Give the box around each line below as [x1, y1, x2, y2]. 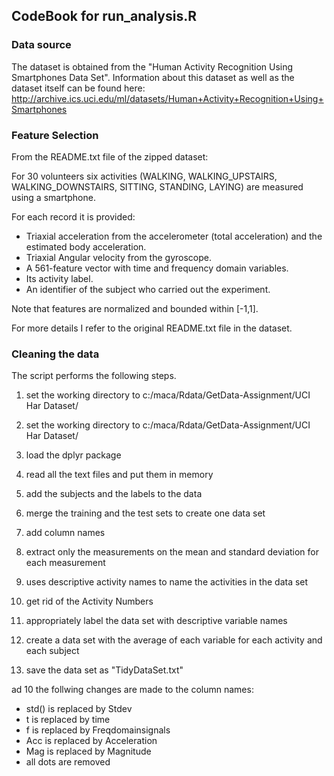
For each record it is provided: [11, 210, 136, 223]
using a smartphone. [11, 191, 96, 203]
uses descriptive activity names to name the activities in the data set [25, 576, 309, 588]
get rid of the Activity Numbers [25, 595, 154, 608]
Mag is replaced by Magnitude [25, 745, 152, 758]
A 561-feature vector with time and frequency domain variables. [25, 262, 289, 274]
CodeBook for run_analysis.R [11, 8, 197, 25]
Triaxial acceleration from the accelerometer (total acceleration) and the [25, 230, 323, 242]
